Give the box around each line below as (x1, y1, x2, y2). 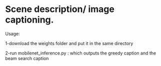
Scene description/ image (5, 3, 115, 15)
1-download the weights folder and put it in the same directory (5, 40, 133, 46)
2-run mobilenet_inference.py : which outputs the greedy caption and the (5, 50, 156, 56)
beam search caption (5, 55, 49, 61)
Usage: (5, 30, 20, 36)
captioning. (5, 14, 54, 25)
